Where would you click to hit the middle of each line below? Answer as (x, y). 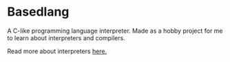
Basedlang (38, 12)
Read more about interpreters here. (57, 51)
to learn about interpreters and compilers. (66, 37)
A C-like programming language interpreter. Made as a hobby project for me (115, 31)
